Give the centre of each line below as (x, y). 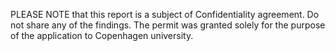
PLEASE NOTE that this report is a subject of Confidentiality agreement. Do (165, 14)
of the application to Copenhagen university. (102, 35)
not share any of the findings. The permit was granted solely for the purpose (168, 25)
